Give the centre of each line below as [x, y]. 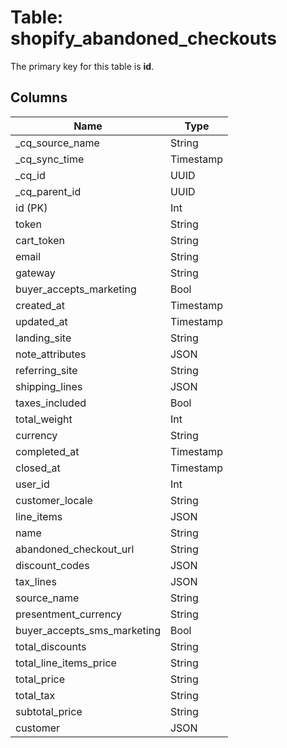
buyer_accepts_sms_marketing [88, 630]
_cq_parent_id [48, 191]
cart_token [40, 240]
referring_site [46, 370]
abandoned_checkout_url [75, 549]
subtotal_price [49, 711]
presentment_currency [68, 614]
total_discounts [51, 646]
